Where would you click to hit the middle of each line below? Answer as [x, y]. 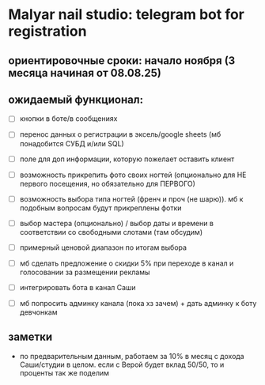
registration [47, 31]
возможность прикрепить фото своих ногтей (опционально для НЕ [133, 175]
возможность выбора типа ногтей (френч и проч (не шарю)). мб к [131, 198]
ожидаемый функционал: [76, 99]
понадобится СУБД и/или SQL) [72, 143]
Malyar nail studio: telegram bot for [127, 15]
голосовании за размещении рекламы [85, 272]
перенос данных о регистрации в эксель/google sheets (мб [120, 134]
